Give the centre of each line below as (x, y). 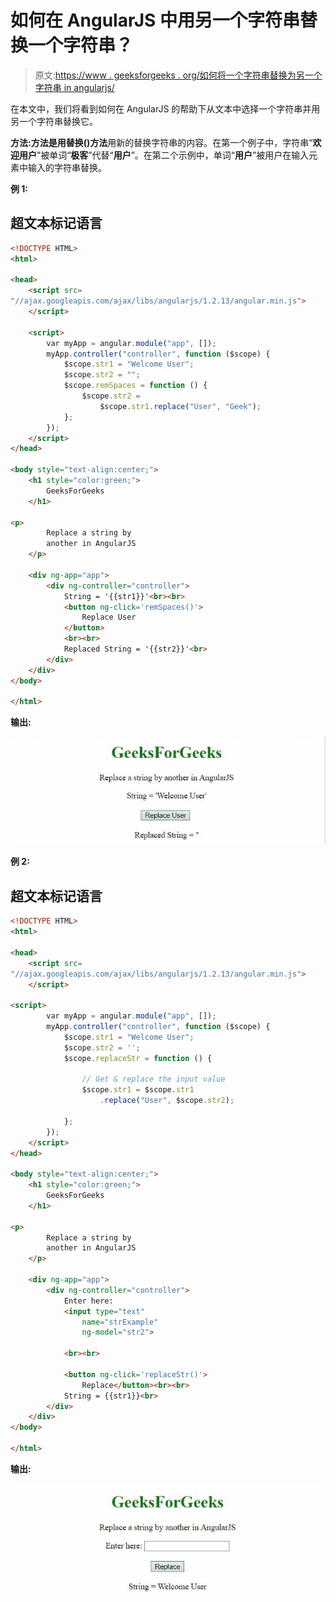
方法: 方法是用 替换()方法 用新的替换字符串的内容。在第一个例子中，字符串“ (161, 142)
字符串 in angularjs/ (74, 87)
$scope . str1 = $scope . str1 (138, 1090)
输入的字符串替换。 (67, 167)
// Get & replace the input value (153, 1079)
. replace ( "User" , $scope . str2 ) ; (167, 1101)
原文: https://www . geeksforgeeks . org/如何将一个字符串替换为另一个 (178, 75)
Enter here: (88, 1301)
